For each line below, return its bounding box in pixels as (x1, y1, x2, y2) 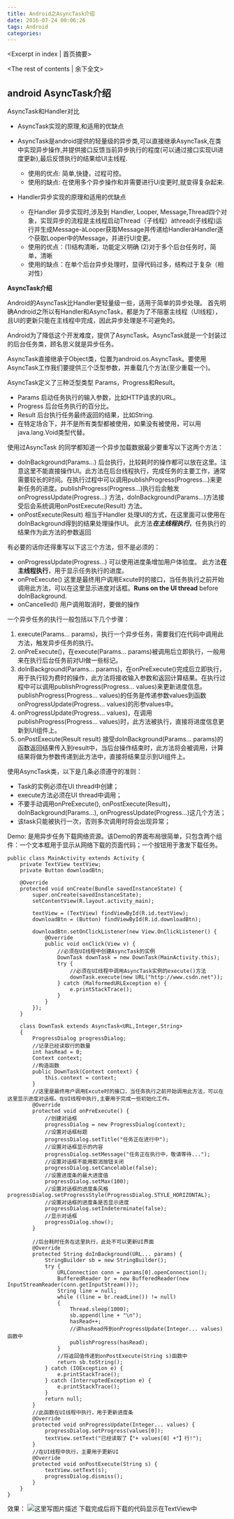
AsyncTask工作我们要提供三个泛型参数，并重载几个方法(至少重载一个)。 (7, 363, 214, 372)
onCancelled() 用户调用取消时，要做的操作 (17, 600, 140, 609)
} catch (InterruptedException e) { (44, 1377, 152, 1385)
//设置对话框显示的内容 (44, 1144, 103, 1151)
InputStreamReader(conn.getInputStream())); (7, 1282, 139, 1289)
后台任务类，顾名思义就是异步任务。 (13, 340, 117, 349)
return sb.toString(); (57, 1359, 124, 1366)
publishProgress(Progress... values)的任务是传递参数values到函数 (17, 691, 207, 700)
